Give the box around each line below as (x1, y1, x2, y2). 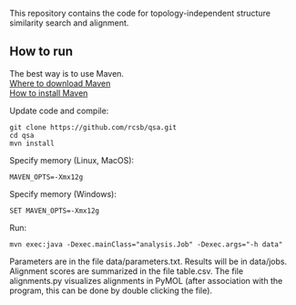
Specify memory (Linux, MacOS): (9, 154, 135, 165)
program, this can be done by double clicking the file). (9, 285, 212, 296)
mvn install (9, 139, 55, 148)
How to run (9, 44, 74, 59)
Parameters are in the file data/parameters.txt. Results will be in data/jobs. (9, 256, 288, 267)
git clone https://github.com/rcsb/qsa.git (9, 122, 178, 131)
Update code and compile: (9, 105, 109, 116)
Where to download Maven (9, 78, 111, 89)
